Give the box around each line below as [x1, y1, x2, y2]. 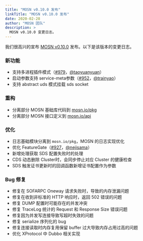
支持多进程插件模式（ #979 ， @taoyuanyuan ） [12, 69, 104, 75]
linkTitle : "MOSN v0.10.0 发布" [5, 12, 69, 17]
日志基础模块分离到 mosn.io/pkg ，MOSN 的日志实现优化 [12, 138, 125, 144]
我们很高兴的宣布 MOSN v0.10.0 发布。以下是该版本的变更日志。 [5, 44, 134, 49]
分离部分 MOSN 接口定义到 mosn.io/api [12, 113, 91, 119]
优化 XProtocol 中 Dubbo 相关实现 [12, 231, 81, 237]
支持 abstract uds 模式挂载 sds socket [12, 81, 89, 87]
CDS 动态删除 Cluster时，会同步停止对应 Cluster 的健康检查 [12, 157, 132, 162]
